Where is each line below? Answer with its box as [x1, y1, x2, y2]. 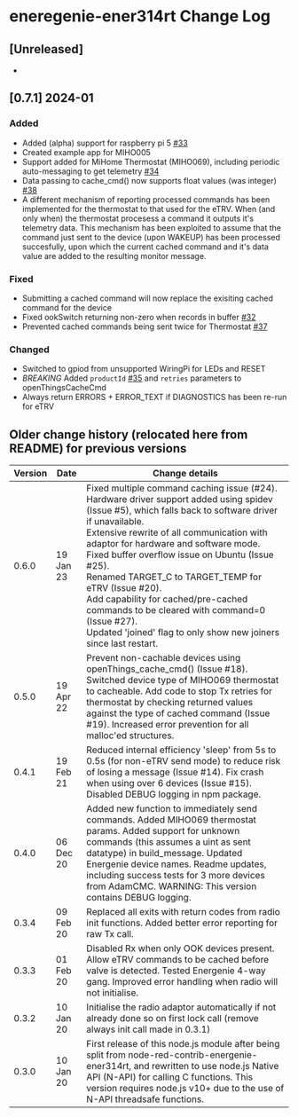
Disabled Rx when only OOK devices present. [86, 942, 275, 955]
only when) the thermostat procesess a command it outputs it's [21, 213, 255, 224]
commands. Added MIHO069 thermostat [86, 814, 257, 826]
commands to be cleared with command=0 [86, 604, 266, 617]
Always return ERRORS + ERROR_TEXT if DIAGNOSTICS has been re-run [21, 392, 287, 403]
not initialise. [86, 987, 139, 999]
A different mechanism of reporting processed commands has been [21, 193, 271, 205]
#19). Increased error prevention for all [86, 719, 249, 731]
